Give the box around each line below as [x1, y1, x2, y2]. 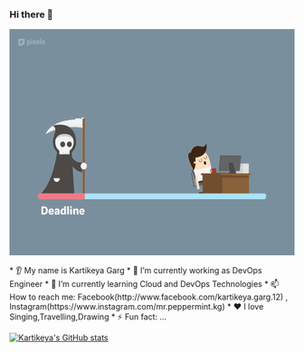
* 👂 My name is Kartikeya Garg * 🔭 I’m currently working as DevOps [9, 265, 262, 276]
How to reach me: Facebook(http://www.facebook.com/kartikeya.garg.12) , [9, 291, 289, 302]
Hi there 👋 [9, 8, 54, 21]
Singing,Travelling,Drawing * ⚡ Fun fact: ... [9, 311, 167, 322]
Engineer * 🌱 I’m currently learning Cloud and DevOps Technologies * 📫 [9, 279, 280, 290]
